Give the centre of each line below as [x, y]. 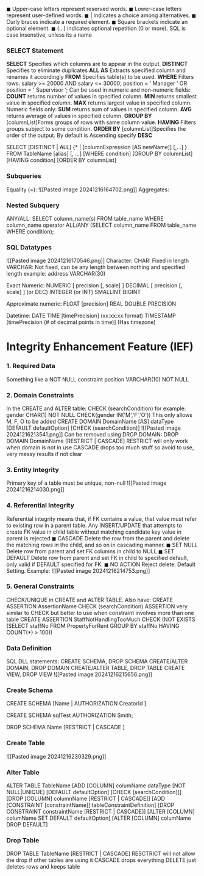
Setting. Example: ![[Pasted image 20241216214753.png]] [78, 570]
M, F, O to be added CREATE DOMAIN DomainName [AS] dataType [90, 421]
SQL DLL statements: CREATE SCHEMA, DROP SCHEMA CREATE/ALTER [97, 661]
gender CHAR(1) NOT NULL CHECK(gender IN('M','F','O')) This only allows [100, 414]
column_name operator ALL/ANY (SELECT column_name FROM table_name [101, 225]
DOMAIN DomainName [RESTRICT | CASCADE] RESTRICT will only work [97, 441]
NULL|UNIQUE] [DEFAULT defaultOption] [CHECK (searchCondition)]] [94, 792]
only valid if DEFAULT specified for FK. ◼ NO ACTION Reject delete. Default [101, 564]
